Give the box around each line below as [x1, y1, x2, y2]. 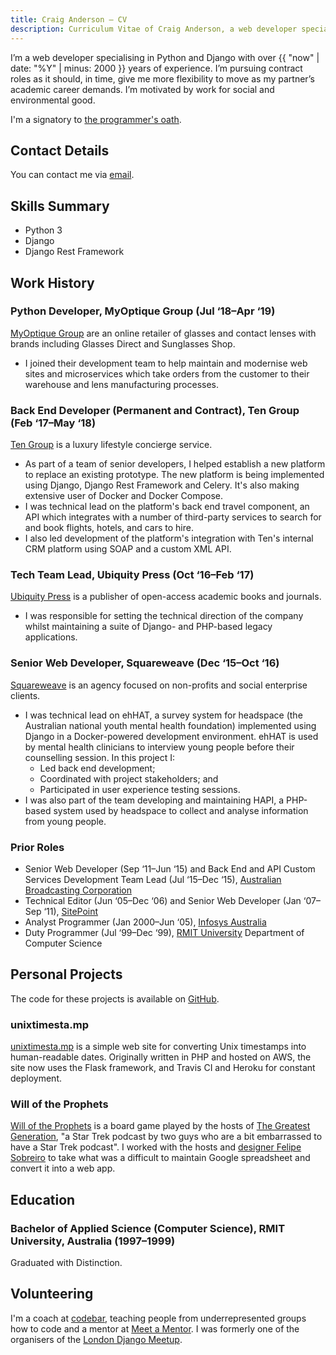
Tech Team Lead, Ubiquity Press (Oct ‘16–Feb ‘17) [10, 568, 255, 582]
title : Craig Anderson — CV [10, 14, 128, 25]
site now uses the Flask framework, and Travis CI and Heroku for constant [10, 1062, 316, 1074]
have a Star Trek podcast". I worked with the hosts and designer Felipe [10, 1141, 302, 1153]
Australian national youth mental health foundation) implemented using [24, 719, 317, 731]
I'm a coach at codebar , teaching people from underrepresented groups [10, 1312, 307, 1324]
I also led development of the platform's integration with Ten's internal [24, 532, 314, 545]
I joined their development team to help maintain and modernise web [24, 357, 308, 369]
